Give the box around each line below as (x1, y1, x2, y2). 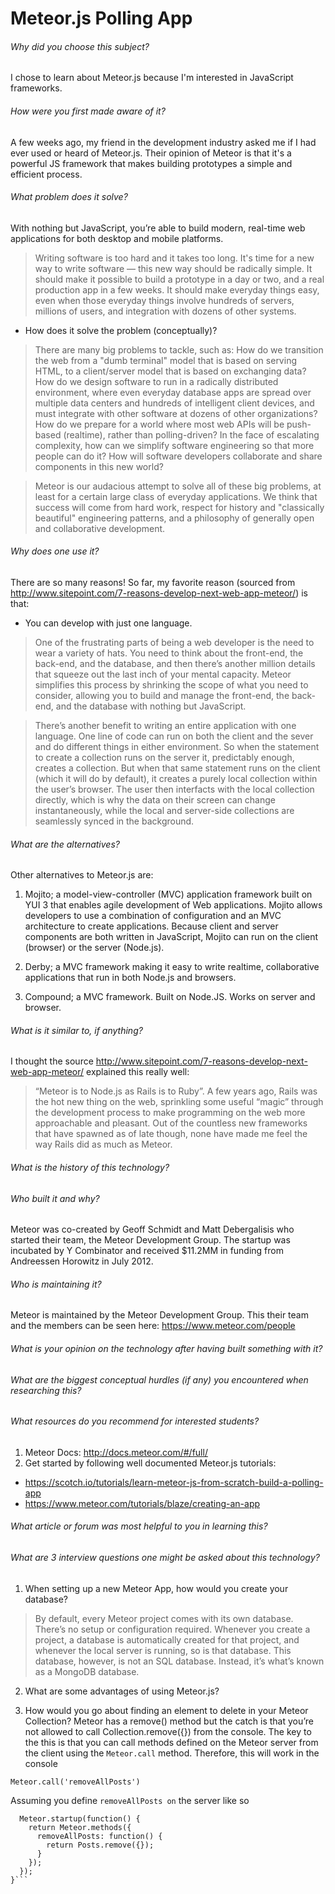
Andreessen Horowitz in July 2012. (10, 1255, 154, 1267)
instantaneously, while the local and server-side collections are (34, 805, 295, 816)
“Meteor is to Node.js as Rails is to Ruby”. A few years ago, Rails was (34, 1085, 318, 1097)
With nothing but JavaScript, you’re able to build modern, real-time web (10, 222, 306, 234)
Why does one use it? (10, 545, 100, 557)
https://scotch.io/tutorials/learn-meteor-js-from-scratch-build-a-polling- (24, 1476, 324, 1488)
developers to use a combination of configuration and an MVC (24, 910, 282, 922)
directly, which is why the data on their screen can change (34, 794, 276, 806)
